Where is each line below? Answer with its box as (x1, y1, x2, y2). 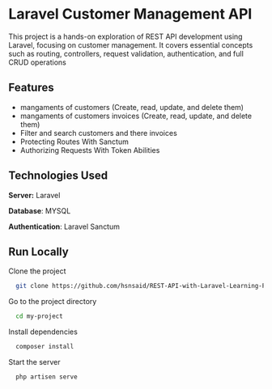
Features (8, 81, 54, 95)
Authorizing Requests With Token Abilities (19, 145, 160, 154)
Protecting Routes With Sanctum (19, 137, 130, 146)
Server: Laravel (8, 190, 61, 200)
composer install (15, 343, 74, 351)
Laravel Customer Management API (8, 5, 253, 23)
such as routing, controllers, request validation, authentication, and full (8, 49, 244, 58)
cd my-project (15, 312, 63, 320)
